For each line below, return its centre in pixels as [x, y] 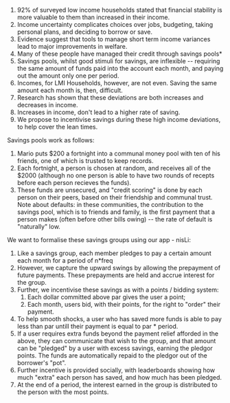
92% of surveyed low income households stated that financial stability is [119, 10]
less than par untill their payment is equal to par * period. [97, 326]
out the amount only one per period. [68, 76]
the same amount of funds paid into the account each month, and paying [120, 68]
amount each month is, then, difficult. [70, 90]
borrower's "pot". [42, 363]
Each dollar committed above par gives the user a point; [106, 297]
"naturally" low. [38, 227]
